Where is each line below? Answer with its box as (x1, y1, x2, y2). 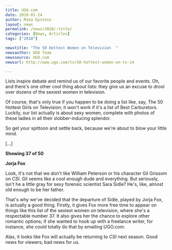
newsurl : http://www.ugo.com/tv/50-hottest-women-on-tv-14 (5, 59, 135, 65)
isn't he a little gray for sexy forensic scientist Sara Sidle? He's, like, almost (5, 181, 163, 187)
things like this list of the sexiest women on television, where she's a (5, 207, 150, 214)
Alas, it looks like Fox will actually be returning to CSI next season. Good (5, 234, 158, 240)
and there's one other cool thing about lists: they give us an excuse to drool (5, 84, 165, 90)
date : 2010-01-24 (5, 12, 43, 17)
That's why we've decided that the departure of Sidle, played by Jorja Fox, (5, 197, 163, 203)
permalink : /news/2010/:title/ (5, 27, 72, 32)
